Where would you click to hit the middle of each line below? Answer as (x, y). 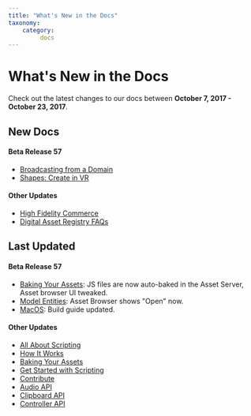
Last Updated (42, 247)
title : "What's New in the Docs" (63, 15)
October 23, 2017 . (38, 107)
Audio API (36, 387)
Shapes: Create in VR (54, 178)
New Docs (34, 131)
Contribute (37, 378)
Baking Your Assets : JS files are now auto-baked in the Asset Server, (132, 284)
